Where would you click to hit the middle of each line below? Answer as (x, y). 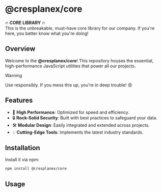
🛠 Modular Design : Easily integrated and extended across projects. (81, 125)
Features (19, 100)
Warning (13, 75)
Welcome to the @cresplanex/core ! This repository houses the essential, (79, 60)
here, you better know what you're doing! (47, 33)
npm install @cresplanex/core (36, 169)
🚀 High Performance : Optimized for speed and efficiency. (71, 112)
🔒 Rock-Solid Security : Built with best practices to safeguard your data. (85, 118)
